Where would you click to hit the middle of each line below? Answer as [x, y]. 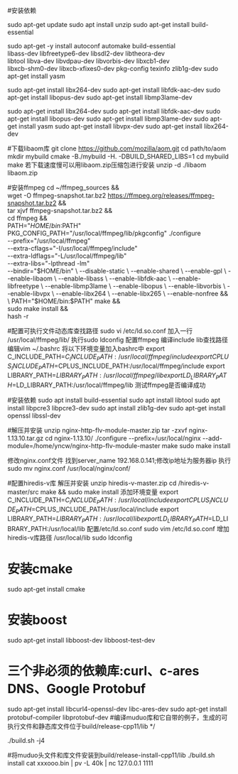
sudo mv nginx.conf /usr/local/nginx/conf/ [69, 469]
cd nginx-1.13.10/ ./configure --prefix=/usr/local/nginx [123, 438]
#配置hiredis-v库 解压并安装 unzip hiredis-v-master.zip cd [92, 483]
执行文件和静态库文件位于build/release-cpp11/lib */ [81, 726]
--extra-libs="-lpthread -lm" [49, 263]
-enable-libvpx [29, 294]
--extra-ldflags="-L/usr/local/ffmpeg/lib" [67, 256]
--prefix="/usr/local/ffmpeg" [49, 241]
